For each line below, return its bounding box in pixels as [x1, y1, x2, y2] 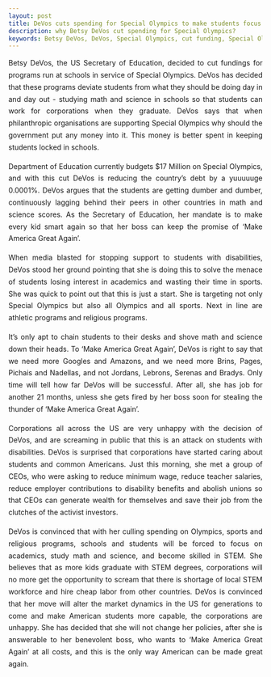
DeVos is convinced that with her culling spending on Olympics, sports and [8, 527, 263, 536]
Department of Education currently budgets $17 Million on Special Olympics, [8, 161, 263, 171]
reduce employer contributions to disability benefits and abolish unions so [8, 483, 263, 493]
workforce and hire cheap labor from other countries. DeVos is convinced [8, 586, 263, 596]
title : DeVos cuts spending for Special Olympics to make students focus [8, 19, 262, 28]
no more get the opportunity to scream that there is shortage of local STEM [8, 575, 263, 585]
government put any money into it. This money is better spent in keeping [8, 130, 263, 140]
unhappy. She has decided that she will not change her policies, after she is [8, 623, 263, 633]
